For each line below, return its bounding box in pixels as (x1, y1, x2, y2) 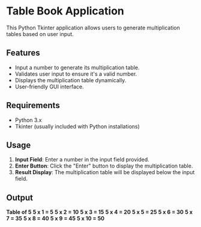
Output (6, 192, 33, 202)
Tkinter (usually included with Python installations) (14, 123, 140, 130)
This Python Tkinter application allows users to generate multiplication (6, 24, 180, 31)
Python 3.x (14, 116, 42, 124)
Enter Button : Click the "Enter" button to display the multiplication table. (14, 162, 193, 169)
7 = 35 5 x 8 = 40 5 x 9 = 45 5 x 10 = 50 (6, 215, 105, 222)
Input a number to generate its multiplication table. (14, 64, 140, 71)
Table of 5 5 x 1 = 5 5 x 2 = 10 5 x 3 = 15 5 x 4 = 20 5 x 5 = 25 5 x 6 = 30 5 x (6, 208, 193, 216)
